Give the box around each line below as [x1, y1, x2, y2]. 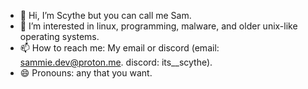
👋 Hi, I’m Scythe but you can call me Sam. [19, 10, 192, 21]
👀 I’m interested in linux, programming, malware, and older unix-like [19, 20, 298, 32]
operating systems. [19, 31, 100, 42]
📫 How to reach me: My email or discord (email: [19, 42, 220, 54]
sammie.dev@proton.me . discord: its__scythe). [19, 56, 213, 68]
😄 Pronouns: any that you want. [19, 67, 153, 79]
